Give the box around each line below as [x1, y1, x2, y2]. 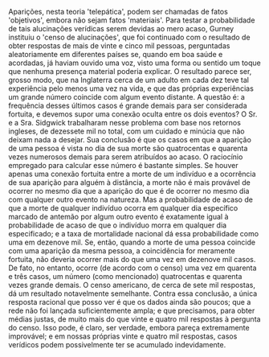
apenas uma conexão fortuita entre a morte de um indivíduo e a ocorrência [8, 169, 256, 178]
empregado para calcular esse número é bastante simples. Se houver [8, 161, 238, 170]
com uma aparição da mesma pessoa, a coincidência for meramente [8, 246, 235, 256]
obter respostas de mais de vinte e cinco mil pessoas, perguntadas [8, 41, 230, 51]
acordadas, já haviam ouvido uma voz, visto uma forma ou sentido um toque [8, 58, 261, 68]
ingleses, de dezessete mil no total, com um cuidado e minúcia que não [8, 126, 245, 136]
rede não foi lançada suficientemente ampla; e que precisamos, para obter [8, 306, 255, 315]
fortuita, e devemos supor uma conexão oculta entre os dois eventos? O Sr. [8, 109, 258, 119]
